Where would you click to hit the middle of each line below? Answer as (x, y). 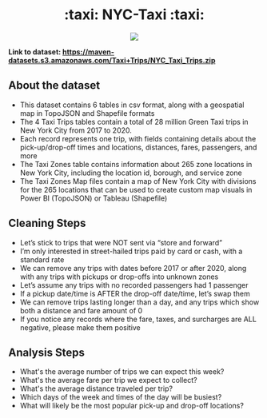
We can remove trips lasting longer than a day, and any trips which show (139, 302)
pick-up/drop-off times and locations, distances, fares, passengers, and (138, 147)
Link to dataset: (35, 52)
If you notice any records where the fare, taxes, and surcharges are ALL (138, 319)
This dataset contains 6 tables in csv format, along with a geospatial (132, 105)
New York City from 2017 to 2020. (76, 130)
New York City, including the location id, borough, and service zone (131, 173)
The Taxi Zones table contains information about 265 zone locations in (136, 164)
